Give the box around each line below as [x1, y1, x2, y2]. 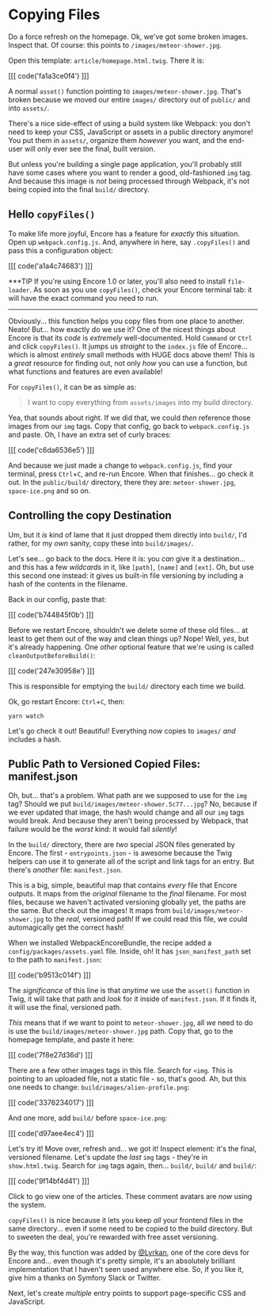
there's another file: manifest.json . [8, 865, 123, 875]
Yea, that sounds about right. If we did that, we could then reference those [8, 413, 251, 422]
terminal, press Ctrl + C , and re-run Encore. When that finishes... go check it [8, 468, 254, 478]
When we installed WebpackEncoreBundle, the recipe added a [8, 938, 212, 948]
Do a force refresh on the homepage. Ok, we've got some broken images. [8, 32, 249, 41]
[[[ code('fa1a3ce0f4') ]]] [8, 71, 89, 80]
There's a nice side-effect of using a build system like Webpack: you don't [8, 118, 251, 128]
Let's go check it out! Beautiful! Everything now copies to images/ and [8, 726, 236, 735]
